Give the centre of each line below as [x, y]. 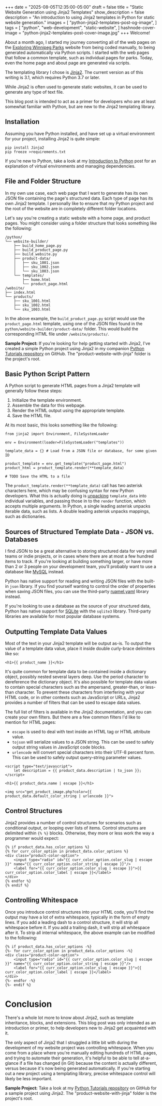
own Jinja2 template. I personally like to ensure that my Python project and [79, 203]
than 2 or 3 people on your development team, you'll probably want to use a [81, 567]
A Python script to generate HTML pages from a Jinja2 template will [73, 386]
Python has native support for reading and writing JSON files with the [74, 581]
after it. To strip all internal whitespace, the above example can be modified [80, 933]
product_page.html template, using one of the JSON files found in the [74, 323]
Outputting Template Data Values [56, 632]
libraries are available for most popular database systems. [63, 616]
